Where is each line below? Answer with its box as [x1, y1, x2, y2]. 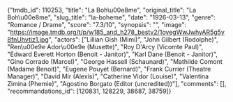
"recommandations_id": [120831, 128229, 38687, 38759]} [7, 87, 172, 95]
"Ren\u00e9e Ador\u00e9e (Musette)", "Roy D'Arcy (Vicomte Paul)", [7, 43, 204, 51]
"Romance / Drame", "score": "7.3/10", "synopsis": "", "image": [7, 21, 187, 28]
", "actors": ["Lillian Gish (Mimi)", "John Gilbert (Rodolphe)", [48, 35, 218, 44]
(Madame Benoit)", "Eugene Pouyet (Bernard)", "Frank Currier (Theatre [7, 65, 211, 73]
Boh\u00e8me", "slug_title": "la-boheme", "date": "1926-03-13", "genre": [7, 13, 216, 22]
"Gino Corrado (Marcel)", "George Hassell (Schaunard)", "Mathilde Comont [7, 58, 223, 65]
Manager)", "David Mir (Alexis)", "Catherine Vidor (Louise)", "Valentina [7, 72, 209, 80]
